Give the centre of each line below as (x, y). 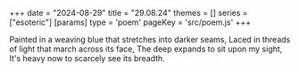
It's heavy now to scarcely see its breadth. (87, 58)
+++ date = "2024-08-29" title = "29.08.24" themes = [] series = (129, 13)
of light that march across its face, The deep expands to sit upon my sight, (146, 49)
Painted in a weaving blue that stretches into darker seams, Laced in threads (150, 40)
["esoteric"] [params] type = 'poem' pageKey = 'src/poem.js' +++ (130, 22)
